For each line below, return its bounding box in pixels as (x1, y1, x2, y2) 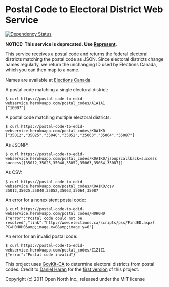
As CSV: (5, 169, 23, 175)
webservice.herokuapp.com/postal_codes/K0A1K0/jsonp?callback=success (5, 156, 157, 161)
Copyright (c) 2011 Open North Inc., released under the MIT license (5, 276, 145, 282)
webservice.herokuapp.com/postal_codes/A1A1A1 (5, 100, 105, 106)
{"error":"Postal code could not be (5, 216, 82, 221)
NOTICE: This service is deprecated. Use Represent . (5, 41, 117, 47)
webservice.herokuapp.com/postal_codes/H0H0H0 (5, 211, 105, 216)
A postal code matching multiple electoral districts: (5, 114, 111, 120)
